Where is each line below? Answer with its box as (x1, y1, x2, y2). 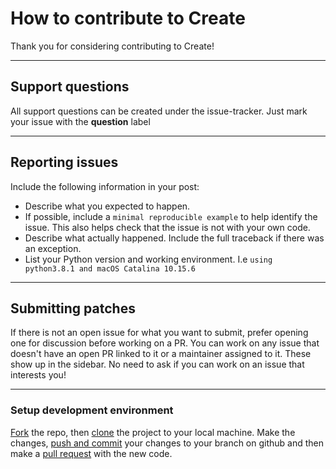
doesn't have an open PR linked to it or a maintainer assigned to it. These (10, 348, 312, 360)
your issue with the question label (10, 115, 151, 127)
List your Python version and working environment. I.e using (24, 253, 273, 265)
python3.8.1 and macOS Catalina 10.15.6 (24, 263, 196, 274)
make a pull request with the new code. (10, 447, 173, 459)
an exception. (24, 242, 82, 254)
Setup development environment (10, 403, 174, 417)
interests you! (10, 369, 67, 381)
